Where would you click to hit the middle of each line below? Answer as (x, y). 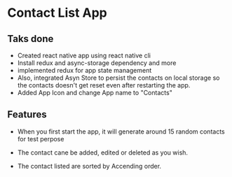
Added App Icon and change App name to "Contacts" (95, 93)
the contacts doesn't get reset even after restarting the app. (104, 85)
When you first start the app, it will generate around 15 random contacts (121, 132)
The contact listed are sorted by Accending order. (89, 166)
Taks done (30, 39)
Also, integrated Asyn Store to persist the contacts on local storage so (118, 78)
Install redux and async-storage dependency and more (97, 63)
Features (27, 114)
